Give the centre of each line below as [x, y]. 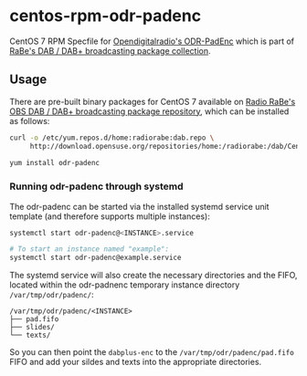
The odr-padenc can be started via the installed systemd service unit [139, 206]
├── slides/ [32, 328]
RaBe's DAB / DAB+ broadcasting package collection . [110, 50]
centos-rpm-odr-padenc [106, 16]
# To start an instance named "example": [90, 249]
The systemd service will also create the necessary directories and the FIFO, [153, 276]
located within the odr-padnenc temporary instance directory [125, 285]
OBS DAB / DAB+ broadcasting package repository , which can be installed [149, 111]
